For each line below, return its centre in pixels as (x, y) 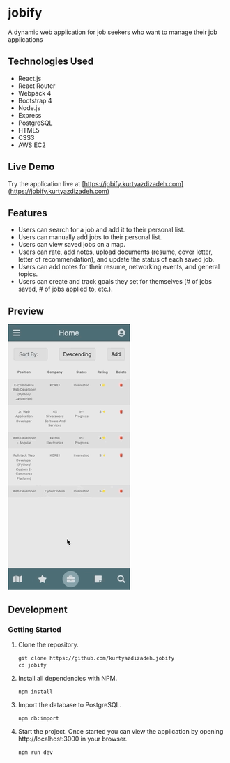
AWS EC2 (32, 145)
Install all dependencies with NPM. (68, 678)
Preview (26, 311)
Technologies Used (51, 62)
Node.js (29, 108)
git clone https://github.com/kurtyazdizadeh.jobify (96, 658)
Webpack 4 (34, 93)
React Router (37, 86)
